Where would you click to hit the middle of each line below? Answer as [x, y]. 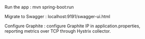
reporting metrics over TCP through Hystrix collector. [58, 31]
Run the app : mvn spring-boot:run [39, 7]
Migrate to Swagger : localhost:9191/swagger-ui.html [57, 16]
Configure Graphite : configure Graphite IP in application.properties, [72, 26]
